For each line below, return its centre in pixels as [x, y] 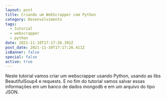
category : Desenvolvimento [34, 19]
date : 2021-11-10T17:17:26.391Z [39, 43]
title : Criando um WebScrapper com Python [51, 15]
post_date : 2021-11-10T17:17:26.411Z [45, 47]
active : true [19, 62]
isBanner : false [22, 52]
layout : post [19, 10]
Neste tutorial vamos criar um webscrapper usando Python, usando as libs [83, 76]
